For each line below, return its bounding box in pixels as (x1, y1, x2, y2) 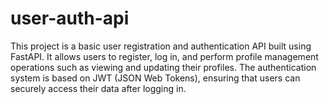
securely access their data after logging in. (10, 82, 187, 94)
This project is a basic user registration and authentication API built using (10, 40, 312, 52)
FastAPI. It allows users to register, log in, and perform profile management (10, 50, 319, 62)
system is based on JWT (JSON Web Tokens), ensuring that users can (10, 72, 301, 84)
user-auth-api (10, 7, 130, 30)
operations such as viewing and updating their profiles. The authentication (10, 61, 317, 73)
